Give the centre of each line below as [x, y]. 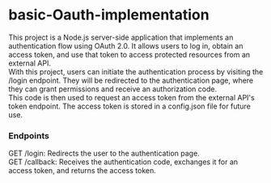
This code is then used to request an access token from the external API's [131, 97]
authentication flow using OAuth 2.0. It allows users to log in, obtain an [126, 45]
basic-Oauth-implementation [109, 15]
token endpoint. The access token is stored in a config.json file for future [129, 106]
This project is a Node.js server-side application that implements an [121, 37]
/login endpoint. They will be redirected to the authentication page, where [131, 80]
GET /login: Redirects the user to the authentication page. [104, 153]
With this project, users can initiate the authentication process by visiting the [136, 71]
